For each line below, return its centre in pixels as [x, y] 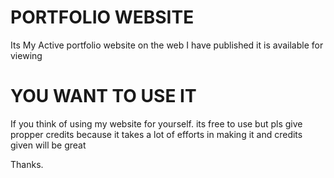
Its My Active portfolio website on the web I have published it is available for [167, 45]
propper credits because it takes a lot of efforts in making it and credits [156, 134]
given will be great [48, 145]
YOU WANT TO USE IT [103, 96]
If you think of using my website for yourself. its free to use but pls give [156, 123]
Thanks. [27, 164]
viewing [26, 55]
